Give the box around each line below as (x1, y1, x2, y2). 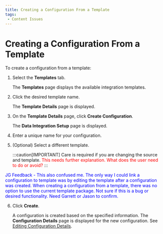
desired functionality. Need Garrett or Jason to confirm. (5, 193, 119, 199)
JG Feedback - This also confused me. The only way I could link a (5, 172, 140, 178)
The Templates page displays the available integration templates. (12, 84, 146, 90)
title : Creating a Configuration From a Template (5, 7, 110, 12)
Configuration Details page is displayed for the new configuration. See (12, 218, 158, 224)
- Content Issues (7, 16, 43, 21)
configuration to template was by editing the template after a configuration (5, 177, 157, 183)
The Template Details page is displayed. (12, 104, 96, 110)
